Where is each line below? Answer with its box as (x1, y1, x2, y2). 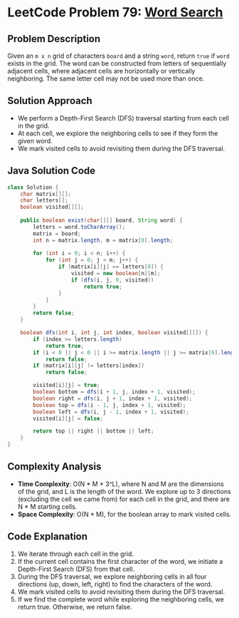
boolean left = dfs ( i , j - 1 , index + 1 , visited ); (33, 408, 190, 416)
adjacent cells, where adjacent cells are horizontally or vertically (7, 67, 196, 75)
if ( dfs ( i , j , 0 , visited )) (70, 276, 154, 284)
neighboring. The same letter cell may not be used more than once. (7, 74, 205, 83)
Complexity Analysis (7, 460, 102, 473)
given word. (17, 136, 53, 145)
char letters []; (20, 197, 69, 204)
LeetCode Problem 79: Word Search (7, 4, 223, 21)
